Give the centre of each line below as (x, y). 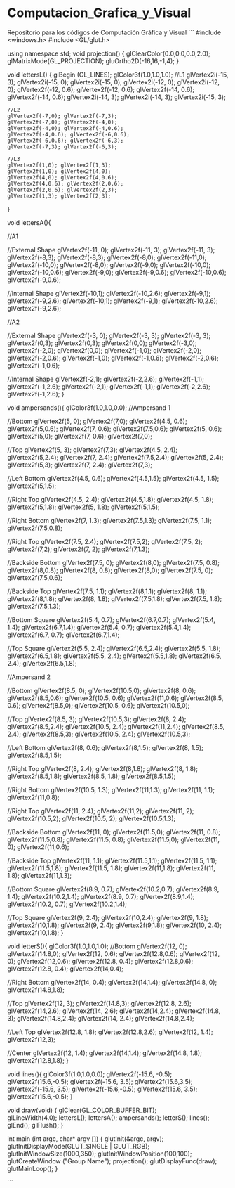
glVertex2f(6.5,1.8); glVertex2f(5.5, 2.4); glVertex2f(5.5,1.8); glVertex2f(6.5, (114, 656)
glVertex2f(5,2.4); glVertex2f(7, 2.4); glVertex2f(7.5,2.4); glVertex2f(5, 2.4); (115, 457)
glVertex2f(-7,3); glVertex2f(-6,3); (62, 147)
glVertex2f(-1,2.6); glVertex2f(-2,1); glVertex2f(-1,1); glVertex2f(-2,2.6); (109, 386)
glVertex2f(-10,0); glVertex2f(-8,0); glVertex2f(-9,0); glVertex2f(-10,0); (109, 264)
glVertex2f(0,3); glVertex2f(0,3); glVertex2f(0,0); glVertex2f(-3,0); (102, 343)
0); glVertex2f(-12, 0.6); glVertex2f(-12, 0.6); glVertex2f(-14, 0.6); (101, 89)
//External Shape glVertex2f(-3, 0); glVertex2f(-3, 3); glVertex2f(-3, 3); (109, 335)
